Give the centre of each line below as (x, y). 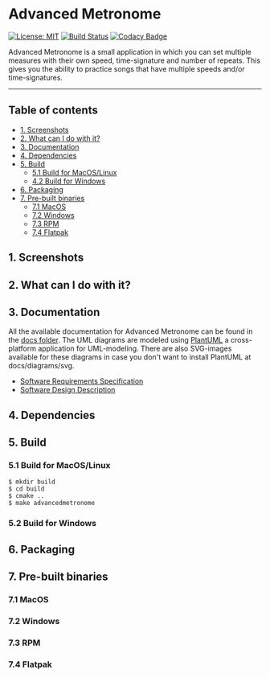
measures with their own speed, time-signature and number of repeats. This (135, 60)
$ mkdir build (32, 482)
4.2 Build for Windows (69, 181)
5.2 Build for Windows (53, 524)
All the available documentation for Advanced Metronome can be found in (131, 331)
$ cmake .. (27, 496)
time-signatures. (35, 77)
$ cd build (27, 489)
